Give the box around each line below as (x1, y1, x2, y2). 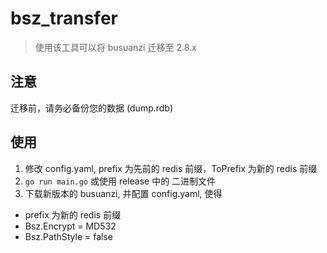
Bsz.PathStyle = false (24, 230, 114, 242)
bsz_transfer (10, 7, 118, 30)
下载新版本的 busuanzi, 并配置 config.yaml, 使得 (24, 187, 223, 199)
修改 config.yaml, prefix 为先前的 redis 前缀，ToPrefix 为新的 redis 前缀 (24, 162, 318, 174)
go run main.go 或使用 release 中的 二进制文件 (24, 175, 217, 187)
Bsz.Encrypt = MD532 (24, 220, 117, 232)
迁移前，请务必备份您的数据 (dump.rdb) (10, 102, 174, 114)
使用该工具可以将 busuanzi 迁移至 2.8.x (34, 41, 197, 53)
